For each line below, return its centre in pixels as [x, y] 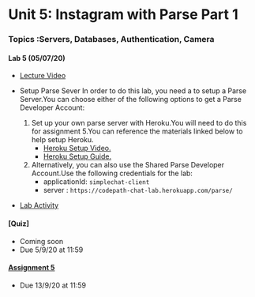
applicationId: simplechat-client [96, 182]
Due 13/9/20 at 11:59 [53, 285]
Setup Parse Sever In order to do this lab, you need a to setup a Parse [133, 91]
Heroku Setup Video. [77, 148]
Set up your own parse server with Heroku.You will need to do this [139, 123]
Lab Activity [39, 205]
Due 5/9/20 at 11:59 [51, 250]
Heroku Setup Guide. [77, 156]
